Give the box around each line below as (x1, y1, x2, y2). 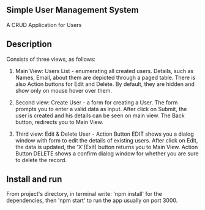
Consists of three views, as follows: (6, 55, 96, 63)
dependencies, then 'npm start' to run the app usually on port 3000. (6, 196, 178, 204)
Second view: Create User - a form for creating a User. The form (15, 98, 178, 106)
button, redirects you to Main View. (15, 118, 103, 125)
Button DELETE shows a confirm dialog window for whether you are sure (15, 150, 199, 157)
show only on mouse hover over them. (15, 87, 112, 94)
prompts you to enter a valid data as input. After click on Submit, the (15, 105, 187, 112)
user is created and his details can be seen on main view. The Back (15, 112, 185, 119)
